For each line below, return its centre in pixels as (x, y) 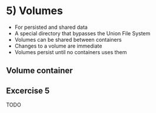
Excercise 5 (28, 90)
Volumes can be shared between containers (68, 39)
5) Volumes (34, 11)
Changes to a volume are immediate (58, 46)
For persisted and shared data (51, 27)
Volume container (39, 71)
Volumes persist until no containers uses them (71, 52)
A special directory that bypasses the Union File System (82, 33)
